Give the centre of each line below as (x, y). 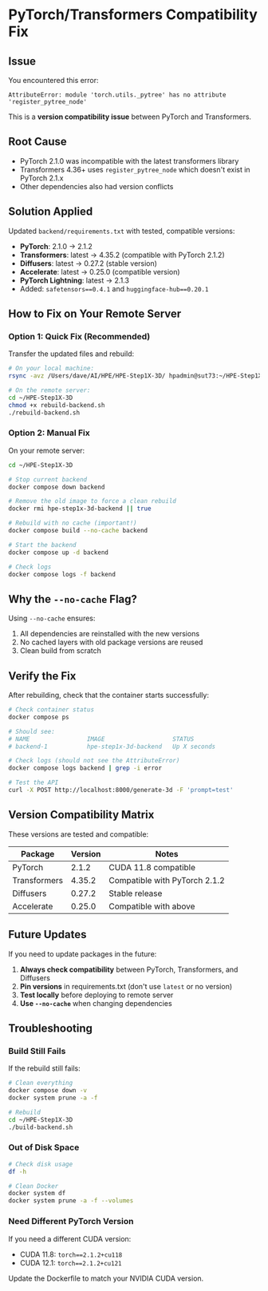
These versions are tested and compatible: (79, 834)
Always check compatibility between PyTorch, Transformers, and (129, 969)
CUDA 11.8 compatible (152, 867)
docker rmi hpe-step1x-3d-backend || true (80, 509)
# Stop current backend (48, 479)
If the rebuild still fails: (45, 1068)
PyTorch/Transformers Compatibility (133, 15)
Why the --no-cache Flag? (73, 599)
